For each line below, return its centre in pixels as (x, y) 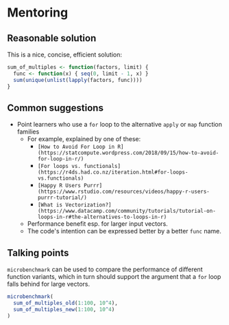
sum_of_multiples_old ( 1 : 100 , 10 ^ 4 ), (65, 303)
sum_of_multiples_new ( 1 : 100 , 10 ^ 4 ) (64, 309)
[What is (50, 205)
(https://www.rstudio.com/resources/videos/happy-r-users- (124, 192)
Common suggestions (56, 108)
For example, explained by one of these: (84, 139)
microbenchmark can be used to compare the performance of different (105, 269)
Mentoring (38, 13)
